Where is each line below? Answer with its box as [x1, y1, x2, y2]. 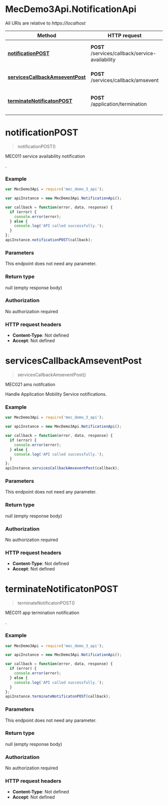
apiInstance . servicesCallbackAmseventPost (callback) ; [5, 466, 120, 471]
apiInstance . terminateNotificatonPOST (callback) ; [5, 694, 111, 699]
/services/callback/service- [90, 50, 156, 57]
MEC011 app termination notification [5, 610, 79, 616]
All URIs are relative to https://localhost [5, 20, 86, 26]
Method [37, 32, 56, 39]
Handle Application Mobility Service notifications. [5, 391, 107, 397]
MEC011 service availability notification [5, 153, 85, 159]
